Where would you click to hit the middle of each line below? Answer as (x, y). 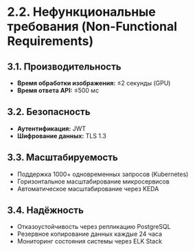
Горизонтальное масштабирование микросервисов (93, 181)
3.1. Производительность (64, 66)
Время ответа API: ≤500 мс (58, 90)
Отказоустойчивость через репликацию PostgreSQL (94, 227)
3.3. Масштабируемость (62, 158)
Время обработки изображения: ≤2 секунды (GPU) (94, 83)
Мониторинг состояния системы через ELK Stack (90, 241)
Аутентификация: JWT (51, 129)
